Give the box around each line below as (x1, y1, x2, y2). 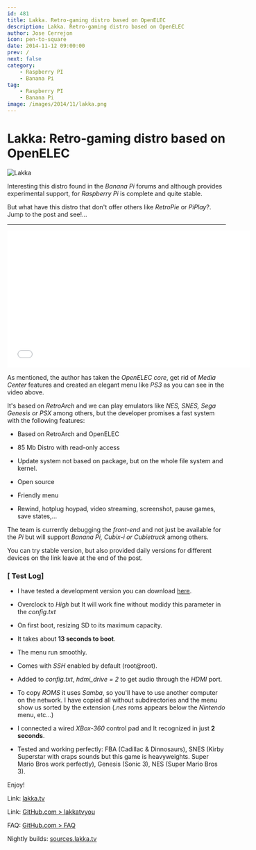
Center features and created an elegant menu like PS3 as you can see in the (7, 380, 225, 389)
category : (7, 62, 36, 69)
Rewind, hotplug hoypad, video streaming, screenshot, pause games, (17, 504, 216, 513)
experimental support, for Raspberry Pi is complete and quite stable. (7, 189, 203, 198)
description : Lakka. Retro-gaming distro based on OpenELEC (7, 23, 185, 30)
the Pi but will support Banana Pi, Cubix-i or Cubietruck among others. (7, 533, 210, 541)
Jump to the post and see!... (7, 210, 88, 218)
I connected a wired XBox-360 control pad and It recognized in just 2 (17, 724, 215, 732)
